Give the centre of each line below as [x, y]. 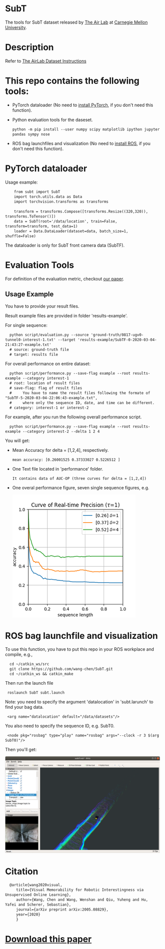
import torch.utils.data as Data [48, 197]
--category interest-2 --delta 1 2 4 [61, 431]
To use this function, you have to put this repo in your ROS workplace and [80, 649]
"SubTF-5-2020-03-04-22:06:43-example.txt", [51, 398]
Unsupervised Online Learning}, [38, 895]
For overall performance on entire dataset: [48, 364]
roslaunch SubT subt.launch [36, 693]
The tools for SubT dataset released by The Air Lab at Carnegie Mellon [77, 22]
